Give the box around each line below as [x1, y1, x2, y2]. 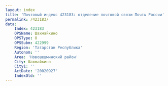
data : [5, 21, 17, 27]
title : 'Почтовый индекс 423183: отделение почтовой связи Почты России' [5, 12, 165, 17]
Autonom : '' [14, 50, 40, 55]
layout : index [5, 7, 36, 13]
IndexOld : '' [14, 73, 42, 78]
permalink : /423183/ [5, 17, 49, 22]
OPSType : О [14, 36, 38, 41]
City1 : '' [14, 64, 36, 69]
